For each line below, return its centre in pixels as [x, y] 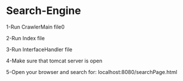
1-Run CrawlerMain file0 [35, 27]
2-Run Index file [26, 38]
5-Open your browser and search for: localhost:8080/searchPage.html [92, 72]
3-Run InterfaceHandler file [39, 49]
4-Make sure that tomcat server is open [54, 61]
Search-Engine [44, 11]
